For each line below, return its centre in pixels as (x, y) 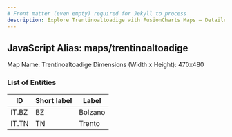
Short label (54, 100)
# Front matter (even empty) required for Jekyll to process (97, 13)
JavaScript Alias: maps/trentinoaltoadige (98, 48)
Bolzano (92, 112)
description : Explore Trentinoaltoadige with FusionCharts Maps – (105, 20)
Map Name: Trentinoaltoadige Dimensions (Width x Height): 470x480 (106, 65)
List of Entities (32, 82)
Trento (89, 123)
